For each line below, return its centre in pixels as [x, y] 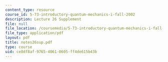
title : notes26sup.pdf [29, 42]
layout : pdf [17, 38]
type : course [19, 47]
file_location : [21, 28]
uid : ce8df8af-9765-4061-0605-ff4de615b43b [51, 51]
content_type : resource [30, 10]
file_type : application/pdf [34, 33]
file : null [16, 24]
